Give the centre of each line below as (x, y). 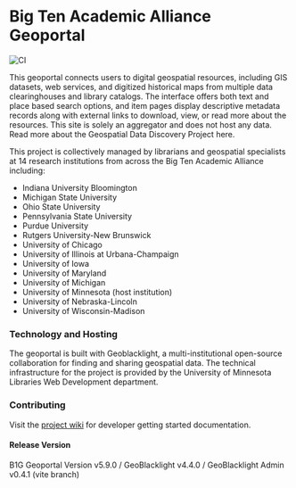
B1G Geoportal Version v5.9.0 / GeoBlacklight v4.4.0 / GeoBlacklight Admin (147, 465)
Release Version (40, 445)
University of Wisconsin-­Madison (83, 310)
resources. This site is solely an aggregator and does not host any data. (140, 124)
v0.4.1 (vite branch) (45, 474)
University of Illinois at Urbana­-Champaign (101, 254)
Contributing (37, 405)
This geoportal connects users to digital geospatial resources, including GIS (148, 77)
